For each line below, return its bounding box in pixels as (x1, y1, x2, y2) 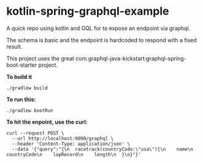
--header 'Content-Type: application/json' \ (12, 141, 131, 147)
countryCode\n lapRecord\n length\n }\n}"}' (6, 151, 141, 157)
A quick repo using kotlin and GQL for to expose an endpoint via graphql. (6, 24, 191, 32)
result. (6, 43, 23, 50)
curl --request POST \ (6, 130, 64, 136)
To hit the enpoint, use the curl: (6, 118, 88, 125)
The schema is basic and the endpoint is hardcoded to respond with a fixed (6, 36, 197, 43)
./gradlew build (6, 84, 48, 91)
